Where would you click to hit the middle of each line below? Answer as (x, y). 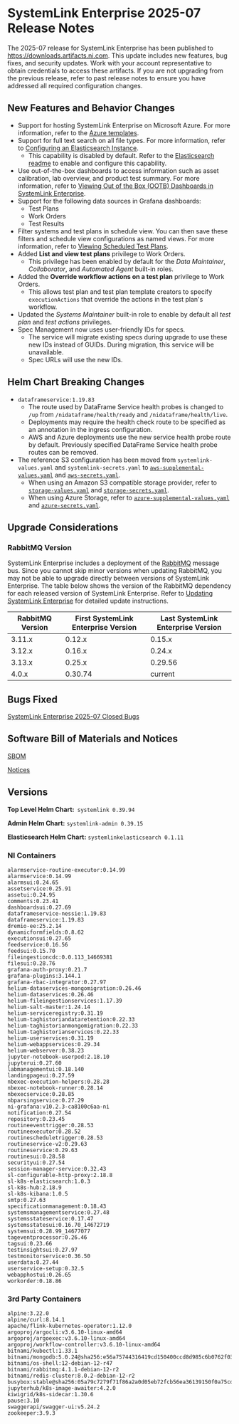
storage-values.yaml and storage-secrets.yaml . (99, 490)
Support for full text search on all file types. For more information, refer (122, 140)
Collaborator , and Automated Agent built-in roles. (101, 269)
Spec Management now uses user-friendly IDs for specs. (101, 329)
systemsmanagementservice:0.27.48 (59, 1212)
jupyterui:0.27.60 (34, 1063)
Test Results (46, 223)
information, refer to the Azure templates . (78, 132)
